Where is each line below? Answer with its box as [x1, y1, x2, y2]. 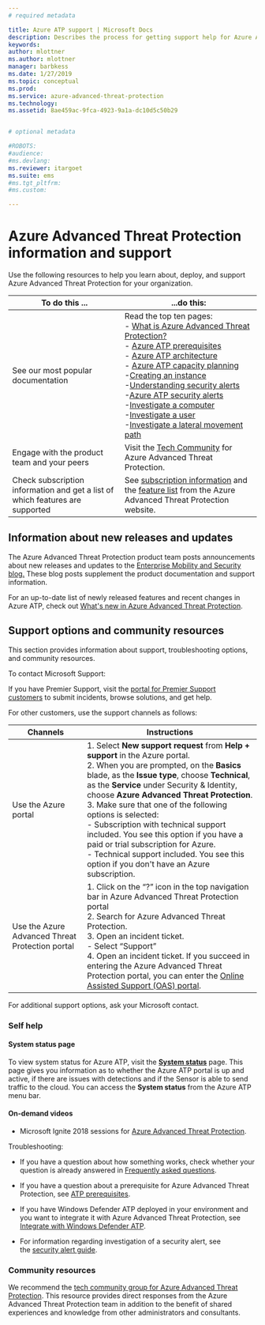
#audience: [8, 149, 44, 157]
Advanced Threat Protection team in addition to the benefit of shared [8, 1300, 233, 1309]
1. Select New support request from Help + [86, 740, 250, 751]
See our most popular [12, 365, 92, 376]
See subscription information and [124, 475, 248, 486]
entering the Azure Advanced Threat [86, 960, 222, 971]
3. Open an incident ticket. [86, 931, 185, 942]
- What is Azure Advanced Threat [124, 321, 250, 332]
